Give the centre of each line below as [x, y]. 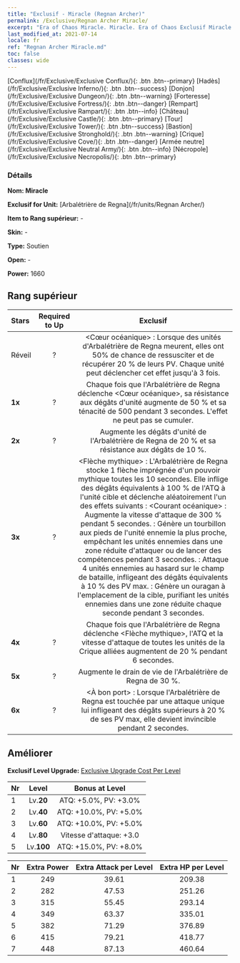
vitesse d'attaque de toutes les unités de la [153, 642]
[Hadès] [208, 81]
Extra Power [47, 867]
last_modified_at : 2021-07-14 [52, 34]
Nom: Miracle [28, 191]
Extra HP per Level [192, 867]
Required [54, 316]
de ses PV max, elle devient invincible [153, 719]
